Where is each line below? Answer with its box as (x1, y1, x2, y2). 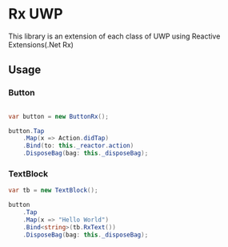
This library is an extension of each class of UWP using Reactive (8, 31, 221, 41)
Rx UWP (8, 5, 63, 23)
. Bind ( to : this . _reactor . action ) (22, 142, 134, 150)
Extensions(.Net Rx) (8, 39, 74, 49)
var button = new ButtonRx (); (8, 112, 110, 120)
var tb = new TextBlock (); (8, 186, 98, 195)
